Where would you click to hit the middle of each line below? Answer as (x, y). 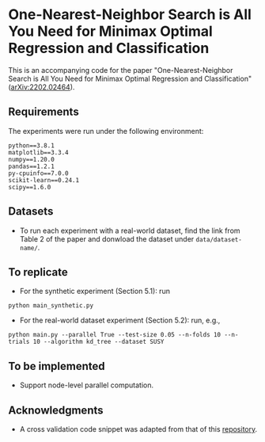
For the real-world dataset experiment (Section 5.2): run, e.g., (120, 320)
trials (19, 342)
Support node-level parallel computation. (87, 385)
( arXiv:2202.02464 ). (42, 87)
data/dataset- (219, 239)
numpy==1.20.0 (32, 159)
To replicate (38, 272)
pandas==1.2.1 (32, 166)
